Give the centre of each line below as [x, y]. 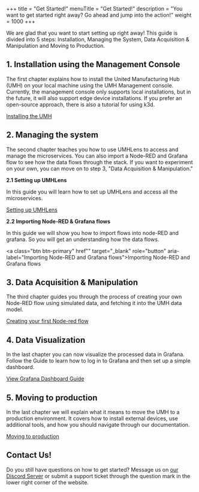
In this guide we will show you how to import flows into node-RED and [92, 233]
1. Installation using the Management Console [93, 64]
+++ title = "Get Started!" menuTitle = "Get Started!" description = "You [94, 9]
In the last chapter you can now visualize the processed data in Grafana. [95, 354]
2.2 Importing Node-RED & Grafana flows [58, 221]
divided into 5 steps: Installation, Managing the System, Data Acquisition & [98, 39]
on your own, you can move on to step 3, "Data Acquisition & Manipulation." [100, 168]
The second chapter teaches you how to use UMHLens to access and [92, 149]
